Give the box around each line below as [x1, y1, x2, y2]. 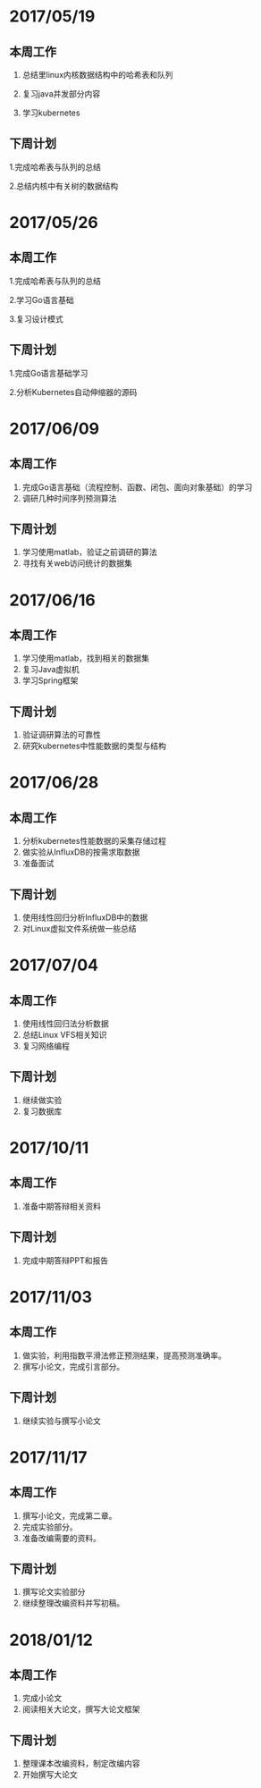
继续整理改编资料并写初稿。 [21, 1598, 125, 1608]
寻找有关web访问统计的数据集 [21, 558, 132, 569]
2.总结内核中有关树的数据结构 [9, 181, 119, 191]
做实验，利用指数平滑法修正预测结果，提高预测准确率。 [21, 1350, 226, 1361]
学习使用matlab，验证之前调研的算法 [21, 547, 158, 558]
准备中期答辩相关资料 [21, 1201, 101, 1211]
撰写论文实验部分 [21, 1587, 86, 1598]
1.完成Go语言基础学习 [9, 367, 88, 378]
